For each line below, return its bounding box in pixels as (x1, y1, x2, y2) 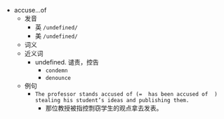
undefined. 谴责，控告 (34, 58, 100, 66)
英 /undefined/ (34, 23, 79, 31)
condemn (45, 67, 68, 74)
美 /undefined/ (34, 31, 79, 40)
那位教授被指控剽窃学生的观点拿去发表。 (45, 104, 163, 112)
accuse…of (13, 6, 47, 14)
